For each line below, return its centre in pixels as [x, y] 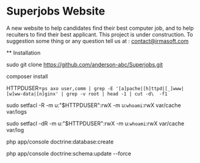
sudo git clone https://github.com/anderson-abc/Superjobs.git [85, 64]
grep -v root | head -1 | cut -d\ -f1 [117, 94]
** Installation [23, 52]
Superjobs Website [56, 11]
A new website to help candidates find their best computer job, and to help [100, 28]
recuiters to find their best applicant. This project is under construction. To [100, 34]
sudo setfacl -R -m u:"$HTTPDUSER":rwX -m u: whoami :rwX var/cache [94, 105]
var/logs [17, 111]
